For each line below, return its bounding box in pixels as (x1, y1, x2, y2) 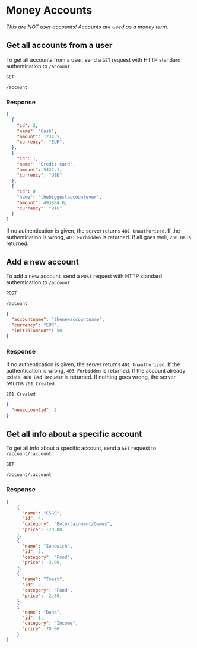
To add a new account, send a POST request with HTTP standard (6, 272, 162, 279)
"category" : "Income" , (21, 621, 78, 627)
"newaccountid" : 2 (11, 407, 58, 413)
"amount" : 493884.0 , (17, 200, 68, 206)
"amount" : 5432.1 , (17, 167, 62, 173)
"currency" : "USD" (17, 172, 62, 178)
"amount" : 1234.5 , (17, 134, 62, 139)
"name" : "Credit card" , (17, 161, 76, 167)
